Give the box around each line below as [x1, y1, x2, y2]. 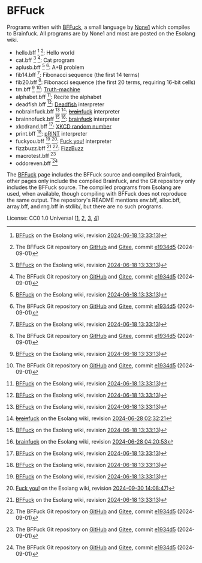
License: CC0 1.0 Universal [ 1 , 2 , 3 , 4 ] [7, 214, 100, 222]
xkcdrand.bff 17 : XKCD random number [15, 121, 112, 130]
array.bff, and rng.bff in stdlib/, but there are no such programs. [7, 203, 164, 210]
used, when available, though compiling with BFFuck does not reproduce [7, 190, 187, 197]
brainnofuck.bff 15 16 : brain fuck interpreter [15, 114, 120, 122]
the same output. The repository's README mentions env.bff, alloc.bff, [7, 196, 181, 204]
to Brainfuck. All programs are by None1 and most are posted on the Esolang [7, 29, 195, 37]
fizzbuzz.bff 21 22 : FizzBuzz [15, 143, 84, 152]
